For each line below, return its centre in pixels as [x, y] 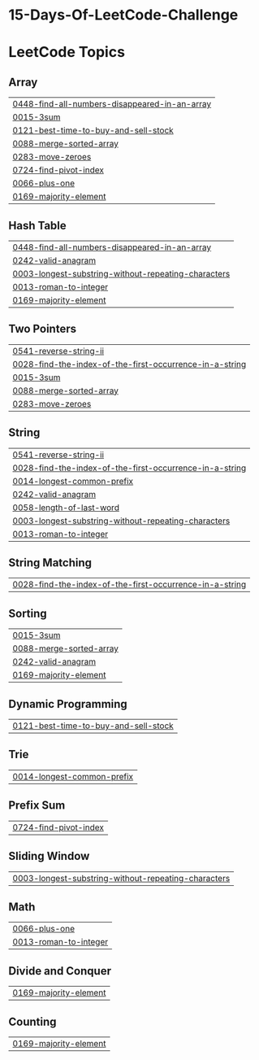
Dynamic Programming [68, 704]
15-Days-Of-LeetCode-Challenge [123, 15]
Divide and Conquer [60, 971]
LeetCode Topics [67, 52]
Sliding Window [49, 856]
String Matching [50, 563]
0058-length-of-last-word [66, 508]
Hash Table [37, 225]
